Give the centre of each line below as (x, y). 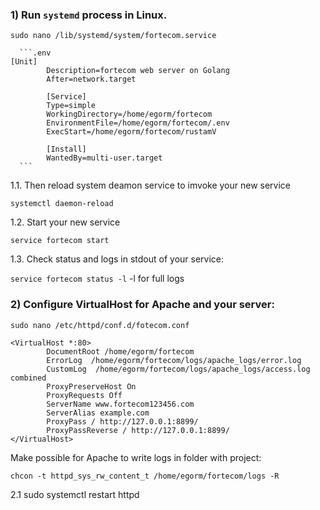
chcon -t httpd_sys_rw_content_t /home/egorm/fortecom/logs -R (145, 476)
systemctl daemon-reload (62, 204)
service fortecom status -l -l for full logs (97, 279)
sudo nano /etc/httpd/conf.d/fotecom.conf (100, 325)
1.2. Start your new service (65, 222)
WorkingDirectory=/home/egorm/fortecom (129, 114)
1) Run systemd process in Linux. (89, 15)
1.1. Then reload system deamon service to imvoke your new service (151, 185)
